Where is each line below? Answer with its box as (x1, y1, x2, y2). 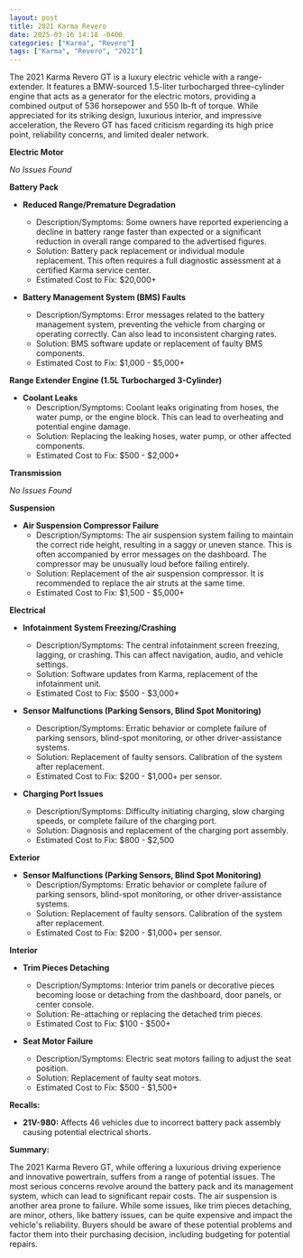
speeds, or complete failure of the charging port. (35, 815, 217, 827)
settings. (35, 659, 69, 670)
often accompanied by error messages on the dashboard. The (35, 549, 268, 560)
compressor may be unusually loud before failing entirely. (35, 559, 250, 569)
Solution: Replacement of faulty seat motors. (35, 1073, 202, 1084)
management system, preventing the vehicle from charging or (35, 319, 266, 330)
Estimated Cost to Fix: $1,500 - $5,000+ (35, 587, 185, 598)
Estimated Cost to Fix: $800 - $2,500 (35, 835, 175, 846)
